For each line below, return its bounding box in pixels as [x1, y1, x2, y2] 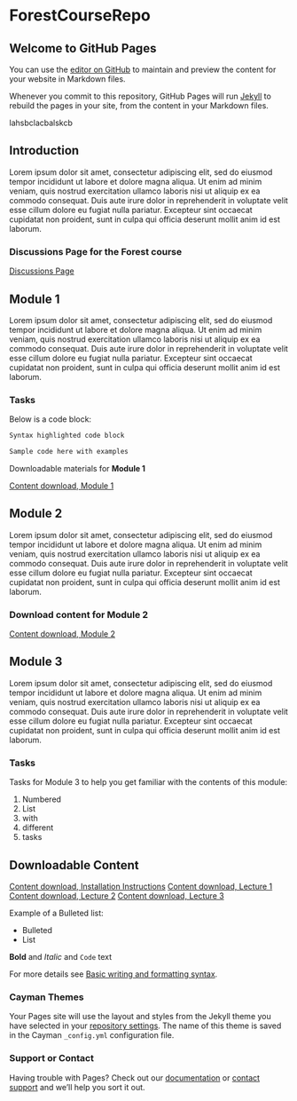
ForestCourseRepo [9, 5, 151, 26]
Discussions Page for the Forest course [9, 245, 183, 257]
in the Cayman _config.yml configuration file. [9, 1030, 175, 1041]
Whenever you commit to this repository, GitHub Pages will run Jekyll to [9, 91, 272, 101]
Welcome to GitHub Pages [9, 41, 157, 56]
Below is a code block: [9, 414, 91, 424]
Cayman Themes [9, 991, 84, 1003]
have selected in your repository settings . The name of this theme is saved [9, 1020, 282, 1031]
